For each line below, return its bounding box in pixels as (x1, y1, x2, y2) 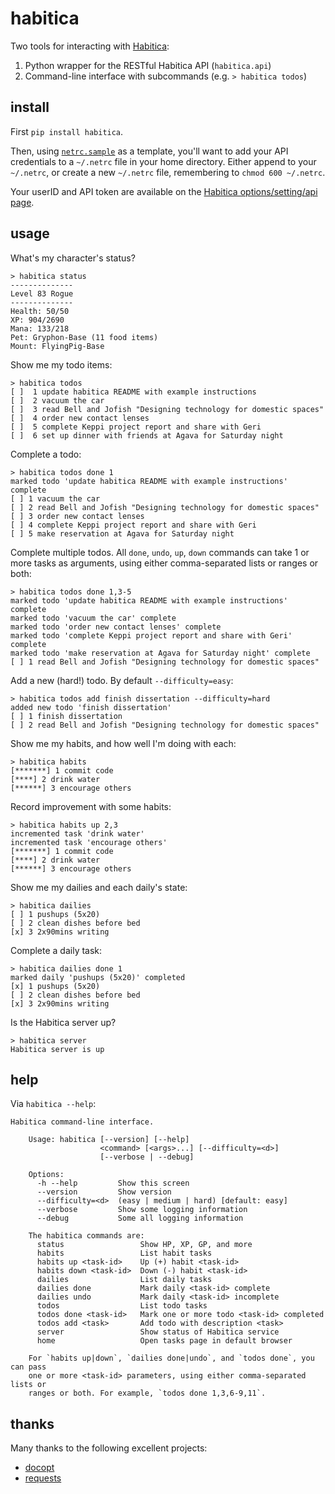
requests (24, 1472, 62, 1484)
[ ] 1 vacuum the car (10, 493, 101, 504)
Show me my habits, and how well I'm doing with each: (10, 737, 237, 749)
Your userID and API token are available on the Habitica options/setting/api (10, 185, 318, 197)
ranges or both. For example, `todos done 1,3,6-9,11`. (28, 1388, 267, 1399)
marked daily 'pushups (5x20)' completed (10, 972, 186, 982)
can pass (10, 1362, 47, 1372)
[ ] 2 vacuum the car (10, 395, 105, 406)
